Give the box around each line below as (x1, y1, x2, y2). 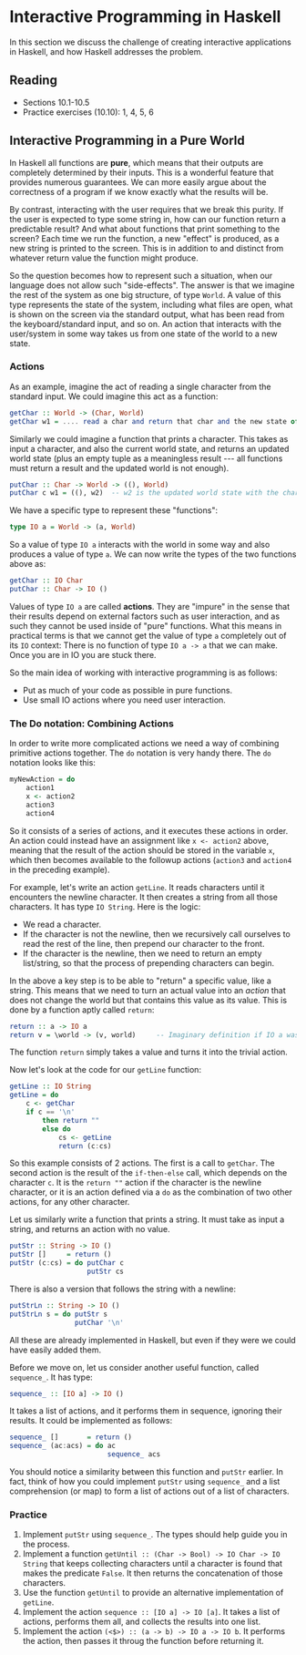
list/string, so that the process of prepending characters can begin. (22, 957, 275, 968)
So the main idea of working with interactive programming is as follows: (9, 667, 278, 678)
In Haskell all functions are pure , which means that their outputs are (9, 157, 264, 168)
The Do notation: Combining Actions (9, 717, 175, 730)
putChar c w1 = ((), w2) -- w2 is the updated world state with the (9, 488, 280, 498)
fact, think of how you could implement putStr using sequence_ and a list (9, 1476, 280, 1487)
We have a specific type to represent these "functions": (9, 505, 219, 516)
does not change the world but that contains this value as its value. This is (9, 994, 288, 1005)
